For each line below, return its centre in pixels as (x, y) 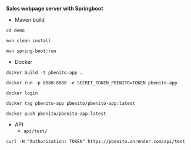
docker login (22, 93)
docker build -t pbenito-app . (44, 73)
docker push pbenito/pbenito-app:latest (56, 114)
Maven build (30, 20)
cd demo (16, 30)
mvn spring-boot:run (31, 51)
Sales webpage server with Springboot (55, 8)
